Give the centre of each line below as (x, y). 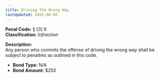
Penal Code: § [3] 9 (26, 29)
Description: (19, 44)
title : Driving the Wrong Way (37, 10)
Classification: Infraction (32, 34)
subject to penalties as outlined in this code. (51, 55)
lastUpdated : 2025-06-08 (31, 15)
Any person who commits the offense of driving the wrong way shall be (80, 50)
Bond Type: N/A (30, 65)
